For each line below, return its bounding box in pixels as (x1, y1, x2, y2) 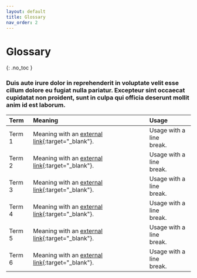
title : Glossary (6, 14, 46, 20)
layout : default (6, 8, 46, 15)
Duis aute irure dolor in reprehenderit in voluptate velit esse (6, 79, 179, 87)
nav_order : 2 (6, 19, 38, 25)
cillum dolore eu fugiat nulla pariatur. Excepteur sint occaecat (6, 86, 185, 95)
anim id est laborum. (6, 101, 66, 109)
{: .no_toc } (6, 64, 33, 71)
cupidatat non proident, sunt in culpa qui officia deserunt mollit (6, 93, 189, 102)
